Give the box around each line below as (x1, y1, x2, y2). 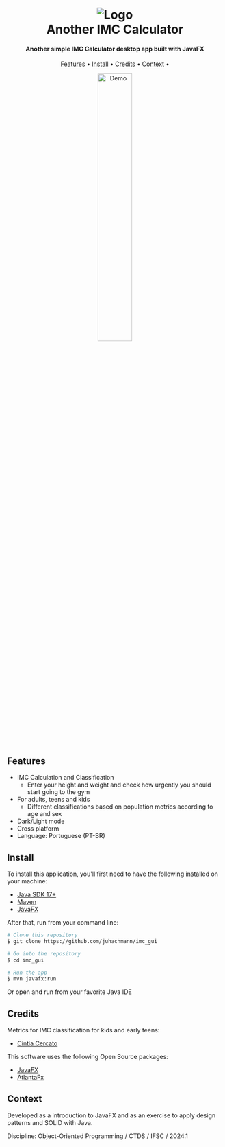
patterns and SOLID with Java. (7, 1118, 93, 1126)
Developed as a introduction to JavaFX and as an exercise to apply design (7, 1111, 216, 1120)
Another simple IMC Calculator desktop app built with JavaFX (25, 45, 204, 53)
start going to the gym (27, 788, 90, 796)
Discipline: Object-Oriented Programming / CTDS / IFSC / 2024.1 (7, 1132, 188, 1140)
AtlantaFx (16, 1074, 44, 1082)
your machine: (7, 877, 48, 885)
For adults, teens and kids (16, 796, 90, 804)
